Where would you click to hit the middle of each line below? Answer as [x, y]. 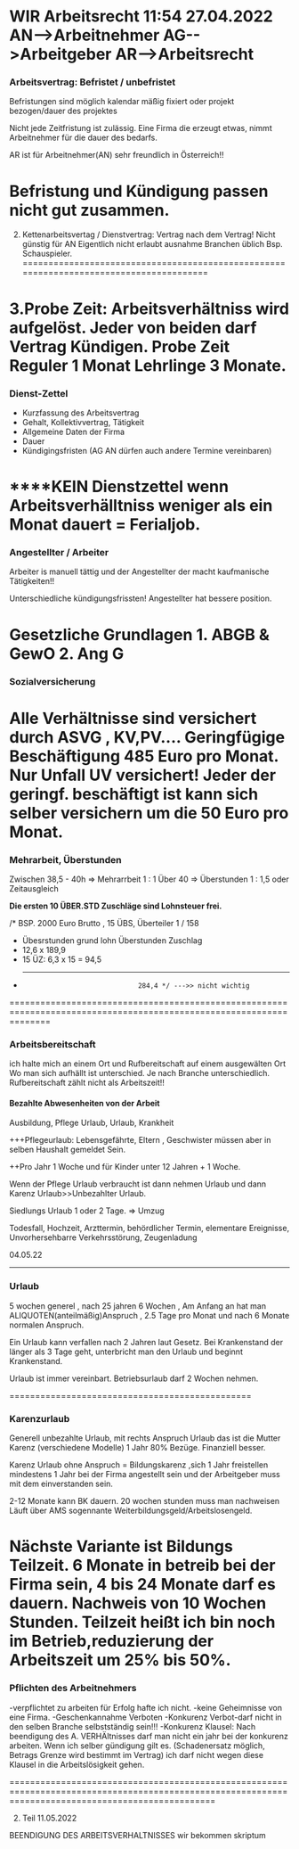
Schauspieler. [47, 254]
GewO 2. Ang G [67, 653]
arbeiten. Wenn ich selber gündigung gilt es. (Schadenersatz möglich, [137, 1746]
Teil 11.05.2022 [49, 1818]
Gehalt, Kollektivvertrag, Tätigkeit [83, 422]
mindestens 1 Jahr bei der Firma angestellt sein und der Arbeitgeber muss [145, 1475]
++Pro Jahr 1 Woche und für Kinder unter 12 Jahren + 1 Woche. [125, 1167]
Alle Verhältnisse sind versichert [133, 718]
